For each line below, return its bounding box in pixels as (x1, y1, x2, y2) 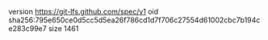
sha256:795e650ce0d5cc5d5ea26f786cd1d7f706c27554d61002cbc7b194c (8, 15, 261, 25)
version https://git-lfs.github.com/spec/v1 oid (8, 7, 159, 16)
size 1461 (48, 24, 79, 33)
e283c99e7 (8, 24, 47, 33)
